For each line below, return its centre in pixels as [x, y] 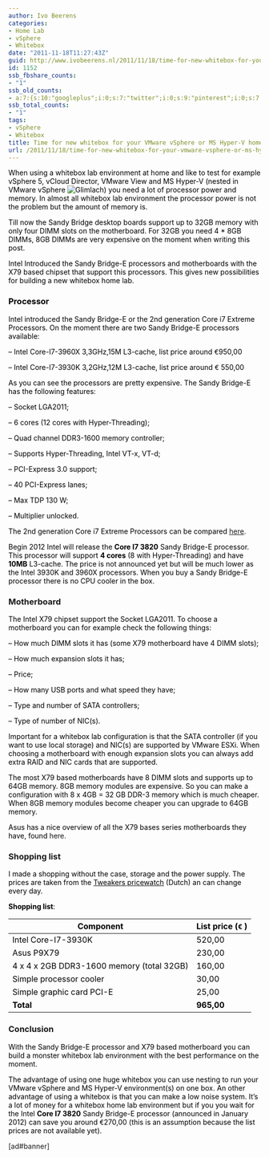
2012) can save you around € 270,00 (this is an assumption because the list [132, 1122]
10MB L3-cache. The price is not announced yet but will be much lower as [131, 563]
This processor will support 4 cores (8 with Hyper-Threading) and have [126, 555]
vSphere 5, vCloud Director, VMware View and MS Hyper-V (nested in [123, 181]
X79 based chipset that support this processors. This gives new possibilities [134, 272]
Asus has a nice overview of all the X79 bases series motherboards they [127, 827]
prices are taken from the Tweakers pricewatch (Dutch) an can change [125, 883]
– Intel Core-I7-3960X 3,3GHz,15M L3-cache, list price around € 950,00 [125, 351]
